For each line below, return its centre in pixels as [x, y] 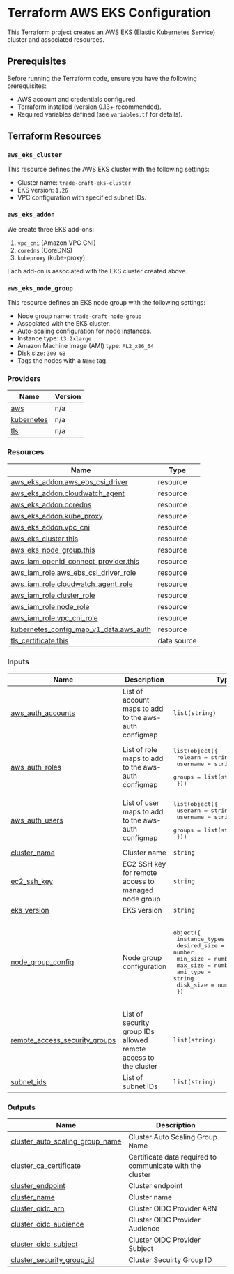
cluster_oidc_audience [47, 1224]
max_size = [194, 965]
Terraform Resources [55, 136]
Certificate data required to [173, 1157]
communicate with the [165, 1166]
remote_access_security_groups [63, 1040]
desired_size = [201, 946]
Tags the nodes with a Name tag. [62, 361]
